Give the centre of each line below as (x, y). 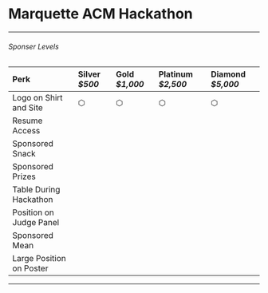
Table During (36, 190)
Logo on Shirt (37, 98)
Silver (89, 74)
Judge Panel (36, 223)
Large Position (39, 259)
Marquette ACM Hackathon (100, 14)
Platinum (176, 74)
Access (26, 131)
